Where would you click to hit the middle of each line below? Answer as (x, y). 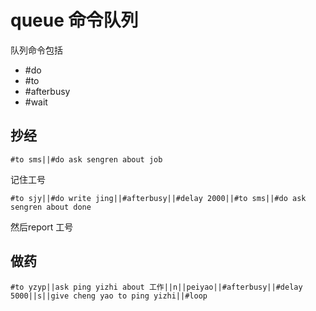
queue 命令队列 (74, 20)
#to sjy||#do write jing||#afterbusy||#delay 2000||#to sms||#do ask (158, 198)
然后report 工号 (42, 227)
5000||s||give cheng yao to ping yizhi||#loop (109, 296)
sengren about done (51, 207)
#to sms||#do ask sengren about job (86, 159)
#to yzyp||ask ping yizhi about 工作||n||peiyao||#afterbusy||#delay (156, 287)
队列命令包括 (36, 50)
